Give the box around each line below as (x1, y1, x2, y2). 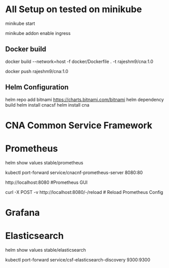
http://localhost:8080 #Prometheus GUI (5, 179, 88, 185)
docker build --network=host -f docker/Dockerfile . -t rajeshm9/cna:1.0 (5, 58, 153, 64)
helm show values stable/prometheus (5, 159, 83, 165)
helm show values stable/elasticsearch (5, 247, 86, 253)
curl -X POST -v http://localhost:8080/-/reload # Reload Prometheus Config (5, 189, 163, 195)
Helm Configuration (5, 83, 69, 92)
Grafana (5, 207, 40, 218)
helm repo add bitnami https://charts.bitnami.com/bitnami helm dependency (5, 96, 164, 103)
